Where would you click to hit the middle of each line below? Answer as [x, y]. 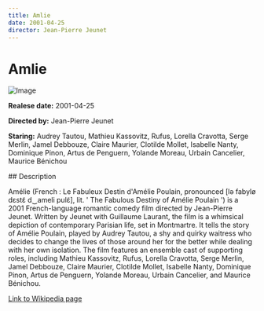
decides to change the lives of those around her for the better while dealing [130, 242]
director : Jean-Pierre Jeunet [58, 30]
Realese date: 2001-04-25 [51, 106]
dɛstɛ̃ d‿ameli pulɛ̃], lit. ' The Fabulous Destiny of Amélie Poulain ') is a [123, 200]
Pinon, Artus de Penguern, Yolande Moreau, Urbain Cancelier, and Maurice [130, 275]
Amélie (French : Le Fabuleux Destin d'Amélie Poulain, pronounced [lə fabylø [132, 192]
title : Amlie [29, 15]
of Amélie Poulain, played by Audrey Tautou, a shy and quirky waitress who [130, 233]
